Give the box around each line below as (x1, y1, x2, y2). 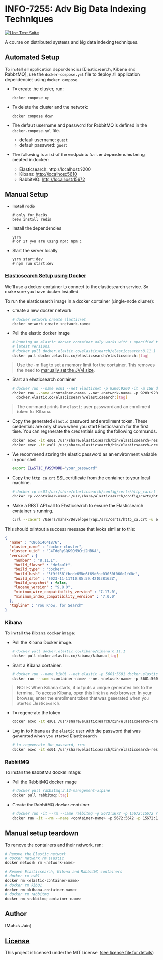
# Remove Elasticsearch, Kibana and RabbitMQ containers (5, 869, 123, 874)
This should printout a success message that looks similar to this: (5, 526, 136, 531)
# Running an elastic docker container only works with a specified (12, 340, 154, 344)
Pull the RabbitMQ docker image (12, 779, 77, 785)
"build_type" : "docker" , (14, 567, 66, 572)
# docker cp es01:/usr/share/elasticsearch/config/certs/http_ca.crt (12, 489, 156, 494)
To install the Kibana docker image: (5, 630, 76, 636)
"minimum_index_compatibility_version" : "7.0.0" (14, 594, 116, 599)
